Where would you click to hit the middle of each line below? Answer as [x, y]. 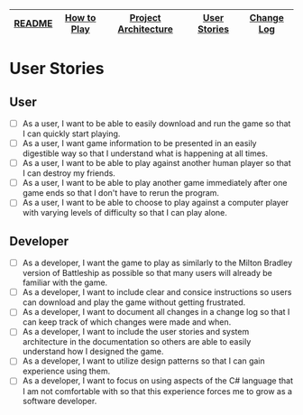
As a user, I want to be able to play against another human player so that [156, 163]
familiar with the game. [65, 282]
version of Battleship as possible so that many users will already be [147, 273]
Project [145, 18]
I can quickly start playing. [71, 134]
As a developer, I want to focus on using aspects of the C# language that [157, 381]
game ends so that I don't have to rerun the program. [120, 193]
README [33, 23]
